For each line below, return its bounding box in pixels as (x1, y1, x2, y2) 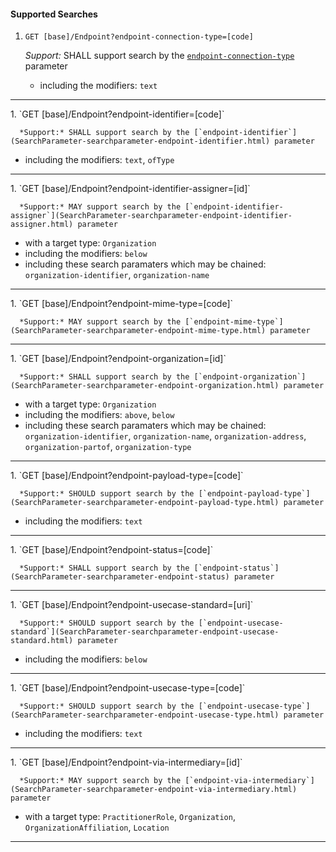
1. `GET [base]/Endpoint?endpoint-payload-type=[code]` (10, 470, 244, 482)
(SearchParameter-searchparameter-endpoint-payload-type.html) (10, 498, 280, 508)
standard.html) (10, 636, 74, 646)
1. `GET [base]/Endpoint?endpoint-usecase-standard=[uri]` (10, 599, 254, 611)
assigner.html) (10, 220, 74, 230)
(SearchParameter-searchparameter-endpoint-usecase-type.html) (10, 710, 280, 720)
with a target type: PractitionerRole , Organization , (24, 811, 236, 823)
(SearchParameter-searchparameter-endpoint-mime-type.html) (10, 326, 267, 336)
